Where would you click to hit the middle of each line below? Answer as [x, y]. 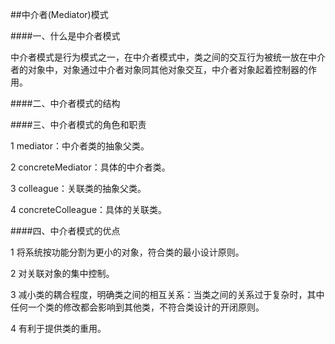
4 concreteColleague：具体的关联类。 [89, 209]
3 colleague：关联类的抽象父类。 [78, 188]
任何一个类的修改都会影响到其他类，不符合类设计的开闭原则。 [137, 307]
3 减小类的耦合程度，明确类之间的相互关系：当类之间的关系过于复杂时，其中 [167, 294]
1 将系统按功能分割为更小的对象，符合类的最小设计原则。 [127, 252]
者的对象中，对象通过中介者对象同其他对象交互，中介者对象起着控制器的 [159, 69]
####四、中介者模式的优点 [65, 231]
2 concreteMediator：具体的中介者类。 [90, 167]
